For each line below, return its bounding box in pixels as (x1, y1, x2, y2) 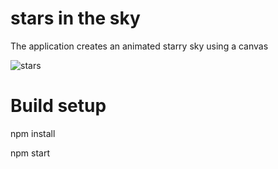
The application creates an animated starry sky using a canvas (10, 40, 269, 52)
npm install (10, 127, 56, 139)
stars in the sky (10, 7, 141, 30)
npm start (10, 147, 51, 159)
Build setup (10, 95, 107, 117)
